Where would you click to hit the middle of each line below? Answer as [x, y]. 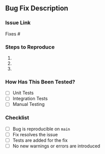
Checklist [17, 118]
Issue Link [18, 23]
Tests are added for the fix [40, 140]
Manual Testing [29, 104]
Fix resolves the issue [35, 134]
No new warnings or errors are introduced [56, 146]
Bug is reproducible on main [41, 129]
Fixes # [13, 34]
